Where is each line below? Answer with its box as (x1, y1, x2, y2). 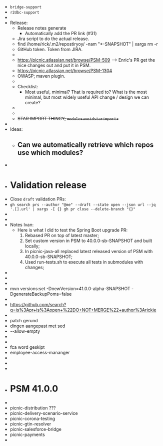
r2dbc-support (9, 10, 39, 15)
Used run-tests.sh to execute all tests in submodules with (24, 259, 143, 265)
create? (24, 100, 41, 105)
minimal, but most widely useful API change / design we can (24, 94, 149, 100)
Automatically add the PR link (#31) (24, 31, 97, 36)
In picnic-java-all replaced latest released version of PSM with (24, 248, 153, 254)
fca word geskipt (9, 344, 45, 350)
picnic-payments (9, 431, 45, 437)
